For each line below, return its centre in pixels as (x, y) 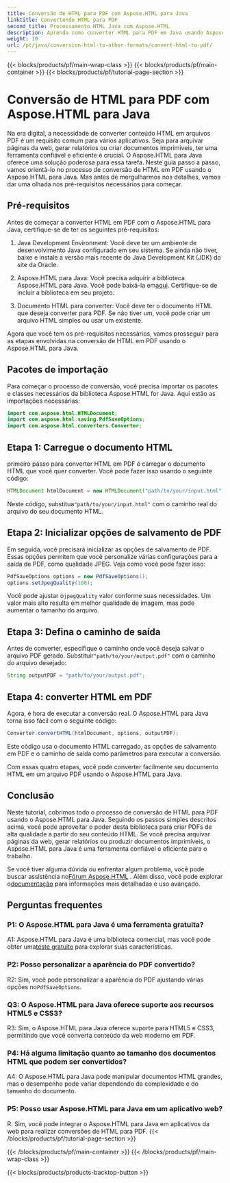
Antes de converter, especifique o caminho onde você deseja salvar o (106, 649)
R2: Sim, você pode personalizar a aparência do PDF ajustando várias (105, 980)
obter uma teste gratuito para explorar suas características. (90, 947)
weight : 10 (23, 39)
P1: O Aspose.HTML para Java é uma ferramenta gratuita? (105, 924)
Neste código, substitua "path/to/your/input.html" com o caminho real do (112, 503)
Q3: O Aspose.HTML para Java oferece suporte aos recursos (111, 1004)
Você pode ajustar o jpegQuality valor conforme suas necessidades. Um (109, 596)
